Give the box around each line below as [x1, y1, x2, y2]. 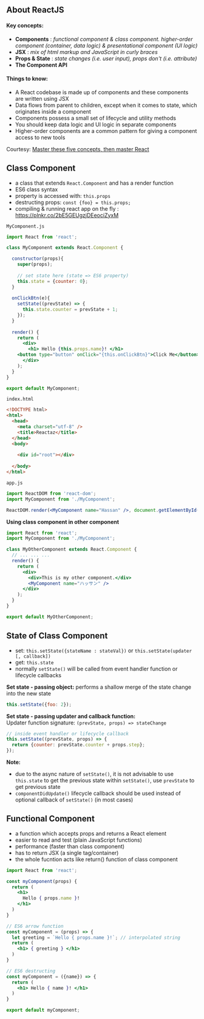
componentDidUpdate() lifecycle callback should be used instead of [15, 789, 181, 797]
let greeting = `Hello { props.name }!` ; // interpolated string [12, 935, 181, 941]
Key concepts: [6, 21, 44, 29]
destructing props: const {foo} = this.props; [15, 199, 131, 206]
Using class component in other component [6, 518, 120, 525]
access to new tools [15, 134, 66, 141]
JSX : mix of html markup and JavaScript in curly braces [15, 48, 158, 55]
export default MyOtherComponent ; [6, 613, 94, 620]
